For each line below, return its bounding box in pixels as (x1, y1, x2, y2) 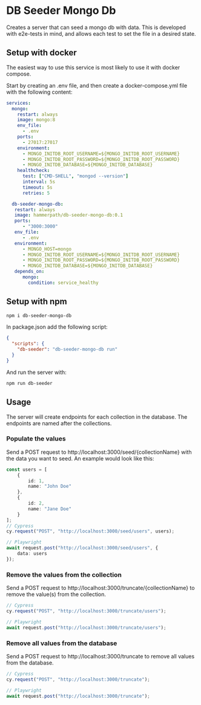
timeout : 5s (22, 184, 53, 191)
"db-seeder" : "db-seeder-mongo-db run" (17, 346, 118, 353)
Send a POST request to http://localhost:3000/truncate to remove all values (6, 652, 195, 660)
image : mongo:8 (17, 117, 56, 123)
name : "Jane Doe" (28, 506, 71, 512)
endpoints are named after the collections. (6, 419, 112, 427)
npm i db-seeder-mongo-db (6, 312, 71, 318)
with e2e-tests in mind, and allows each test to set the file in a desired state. (6, 30, 196, 37)
